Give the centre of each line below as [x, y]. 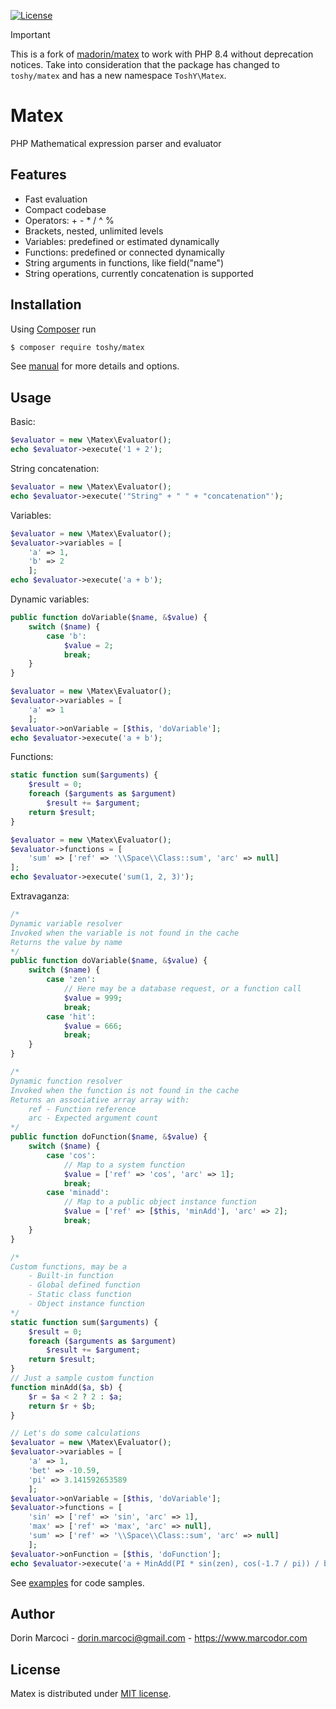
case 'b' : [66, 636]
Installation [46, 305]
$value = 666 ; [93, 1026]
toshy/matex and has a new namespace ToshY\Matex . [118, 75]
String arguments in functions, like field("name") [124, 262]
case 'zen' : [71, 980]
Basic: [23, 422]
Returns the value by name [66, 942]
